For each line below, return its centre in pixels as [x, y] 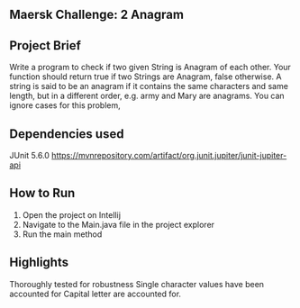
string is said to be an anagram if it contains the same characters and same [149, 86]
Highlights [39, 263]
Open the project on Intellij [72, 214]
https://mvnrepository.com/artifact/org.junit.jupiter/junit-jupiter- [169, 156]
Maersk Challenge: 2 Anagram [97, 15]
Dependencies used [67, 134]
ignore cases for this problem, [65, 105]
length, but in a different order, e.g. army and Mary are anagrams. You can [147, 96]
